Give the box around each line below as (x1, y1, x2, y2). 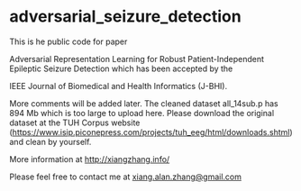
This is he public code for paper (9, 36, 128, 47)
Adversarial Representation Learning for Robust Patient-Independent (9, 53, 264, 64)
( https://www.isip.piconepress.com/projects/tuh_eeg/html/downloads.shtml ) (9, 126, 293, 137)
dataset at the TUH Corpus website (9, 117, 141, 128)
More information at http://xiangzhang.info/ (9, 153, 170, 164)
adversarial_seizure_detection (9, 6, 242, 27)
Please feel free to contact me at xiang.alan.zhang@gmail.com (9, 171, 242, 182)
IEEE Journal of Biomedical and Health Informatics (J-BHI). (9, 80, 228, 91)
